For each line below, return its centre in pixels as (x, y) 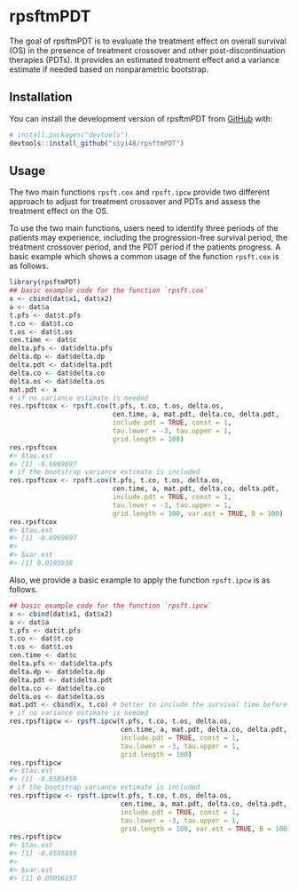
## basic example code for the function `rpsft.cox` (109, 290)
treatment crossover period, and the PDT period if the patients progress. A (145, 247)
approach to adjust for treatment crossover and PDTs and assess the (135, 202)
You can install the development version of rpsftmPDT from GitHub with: (141, 118)
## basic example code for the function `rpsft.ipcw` (111, 606)
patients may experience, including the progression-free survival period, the (149, 238)
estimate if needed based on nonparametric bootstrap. (109, 69)
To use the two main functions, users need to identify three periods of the (144, 228)
